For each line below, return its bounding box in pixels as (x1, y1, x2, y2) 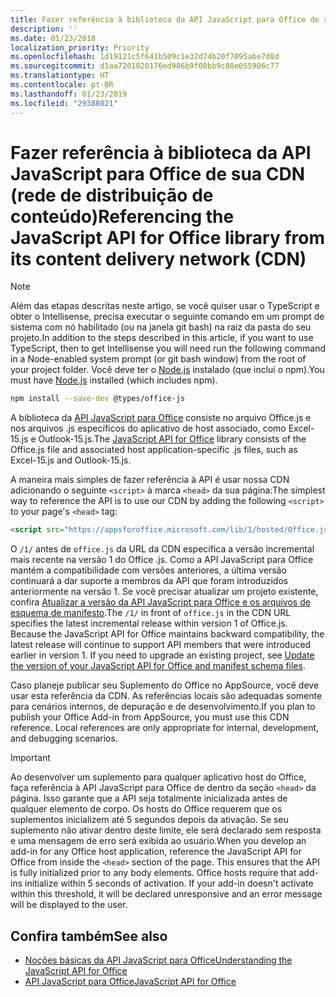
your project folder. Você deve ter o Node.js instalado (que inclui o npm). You (10, 364, 325, 376)
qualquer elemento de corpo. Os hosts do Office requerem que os (10, 803, 283, 815)
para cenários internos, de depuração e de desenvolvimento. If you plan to (10, 701, 316, 713)
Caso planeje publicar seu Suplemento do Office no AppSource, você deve (10, 679, 320, 691)
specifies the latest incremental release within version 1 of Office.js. (10, 617, 288, 630)
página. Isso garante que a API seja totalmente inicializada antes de (10, 792, 288, 805)
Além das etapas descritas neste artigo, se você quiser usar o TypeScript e (10, 300, 320, 312)
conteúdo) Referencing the (10, 205, 235, 228)
